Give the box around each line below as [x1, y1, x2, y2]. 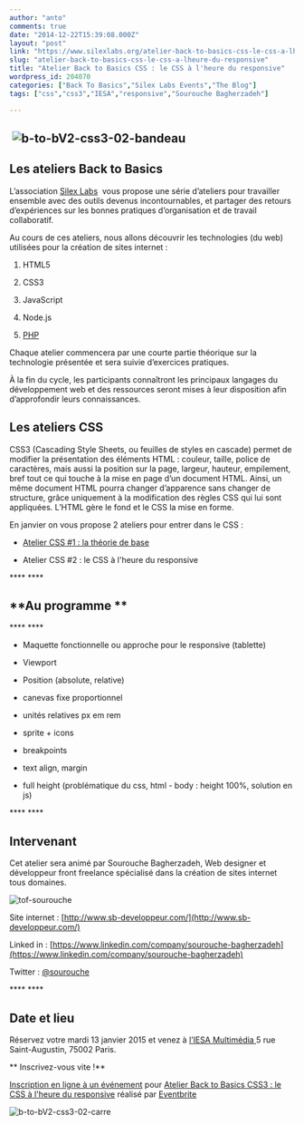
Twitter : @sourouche [9, 966, 90, 977]
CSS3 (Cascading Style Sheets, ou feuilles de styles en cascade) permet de [9, 443, 292, 454]
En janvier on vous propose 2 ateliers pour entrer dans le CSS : [9, 519, 244, 530]
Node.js [22, 312, 52, 323]
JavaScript [22, 294, 63, 305]
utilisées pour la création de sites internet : [9, 241, 168, 252]
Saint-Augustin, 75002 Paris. [9, 1043, 117, 1054]
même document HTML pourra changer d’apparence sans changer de [9, 482, 271, 493]
